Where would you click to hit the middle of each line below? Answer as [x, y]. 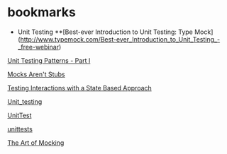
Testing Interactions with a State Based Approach [80, 88]
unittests [20, 129]
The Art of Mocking [36, 143]
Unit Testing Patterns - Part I [49, 60]
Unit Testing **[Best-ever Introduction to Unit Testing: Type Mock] [115, 32]
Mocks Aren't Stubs [36, 74]
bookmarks [41, 12]
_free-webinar [38, 47]
